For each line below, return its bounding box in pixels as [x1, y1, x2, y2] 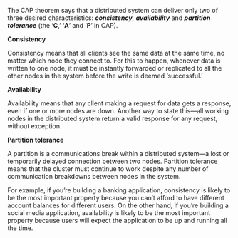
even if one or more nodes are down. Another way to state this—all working [7, 107, 229, 115]
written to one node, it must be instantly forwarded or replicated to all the [7, 64, 222, 72]
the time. [7, 224, 33, 232]
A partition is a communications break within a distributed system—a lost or [7, 150, 229, 157]
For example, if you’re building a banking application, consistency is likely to [7, 186, 231, 195]
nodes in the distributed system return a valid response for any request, [7, 114, 218, 123]
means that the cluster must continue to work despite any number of [7, 165, 209, 173]
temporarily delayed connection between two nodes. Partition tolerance [7, 157, 218, 165]
